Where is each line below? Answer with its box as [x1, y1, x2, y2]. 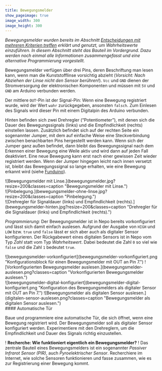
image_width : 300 [5, 18, 40, 23]
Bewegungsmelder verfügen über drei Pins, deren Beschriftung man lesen [5, 67, 154, 73]
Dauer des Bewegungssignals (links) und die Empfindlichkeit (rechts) [5, 122, 143, 128]
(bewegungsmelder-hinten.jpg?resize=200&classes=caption [5, 204, 126, 210]
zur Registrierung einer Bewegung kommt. [5, 360, 90, 367]
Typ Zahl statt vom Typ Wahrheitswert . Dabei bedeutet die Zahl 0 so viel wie [5, 239, 158, 245]
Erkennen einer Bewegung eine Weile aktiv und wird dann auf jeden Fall [5, 148, 148, 154]
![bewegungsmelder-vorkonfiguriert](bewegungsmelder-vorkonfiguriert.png [5, 254, 158, 260]
